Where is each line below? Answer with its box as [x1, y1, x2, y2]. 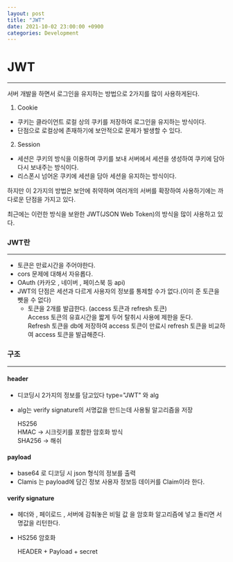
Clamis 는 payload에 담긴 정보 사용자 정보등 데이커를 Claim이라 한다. [17, 477, 205, 486]
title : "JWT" [7, 17, 45, 24]
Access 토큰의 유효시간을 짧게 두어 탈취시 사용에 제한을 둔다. [27, 313, 193, 322]
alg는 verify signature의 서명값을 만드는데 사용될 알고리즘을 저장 [17, 405, 193, 414]
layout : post [7, 10, 45, 17]
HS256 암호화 [17, 534, 56, 542]
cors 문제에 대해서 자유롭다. [17, 270, 94, 278]
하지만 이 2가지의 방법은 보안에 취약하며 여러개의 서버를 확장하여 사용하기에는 [7, 186, 216, 195]
